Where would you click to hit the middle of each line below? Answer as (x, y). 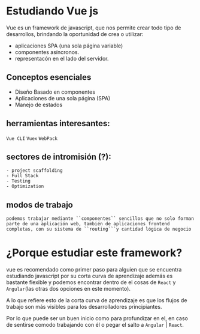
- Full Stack (22, 176)
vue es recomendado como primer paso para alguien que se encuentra (94, 270)
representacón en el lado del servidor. (62, 58)
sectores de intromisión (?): (59, 156)
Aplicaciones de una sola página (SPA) (63, 98)
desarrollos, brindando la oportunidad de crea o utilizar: (75, 34)
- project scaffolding (34, 171)
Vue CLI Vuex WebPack (32, 138)
